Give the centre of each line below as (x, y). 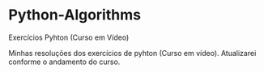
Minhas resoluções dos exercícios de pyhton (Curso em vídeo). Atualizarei (132, 53)
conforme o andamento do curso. (64, 62)
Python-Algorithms (75, 15)
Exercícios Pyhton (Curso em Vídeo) (69, 37)
